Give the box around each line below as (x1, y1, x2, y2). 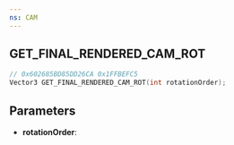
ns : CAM (9, 13, 39, 22)
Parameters (9, 103, 76, 118)
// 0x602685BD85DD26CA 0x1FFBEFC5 (9, 70, 139, 79)
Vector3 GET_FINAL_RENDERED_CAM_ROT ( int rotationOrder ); (9, 78, 227, 88)
